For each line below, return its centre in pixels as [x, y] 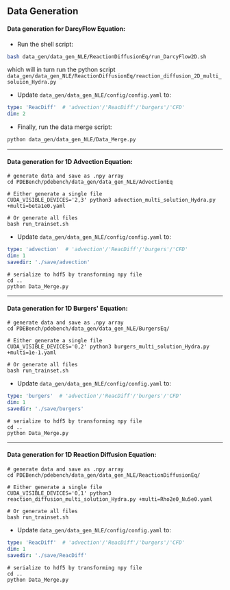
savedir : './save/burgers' [46, 409]
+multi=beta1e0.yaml [37, 206]
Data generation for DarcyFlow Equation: [66, 28]
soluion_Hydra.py [32, 82]
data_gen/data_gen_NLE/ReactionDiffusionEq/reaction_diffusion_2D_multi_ [115, 76]
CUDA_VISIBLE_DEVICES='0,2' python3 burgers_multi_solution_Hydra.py [108, 347]
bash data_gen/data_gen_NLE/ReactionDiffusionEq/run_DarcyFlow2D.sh [107, 57]
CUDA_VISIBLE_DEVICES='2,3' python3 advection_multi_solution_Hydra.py [111, 200]
